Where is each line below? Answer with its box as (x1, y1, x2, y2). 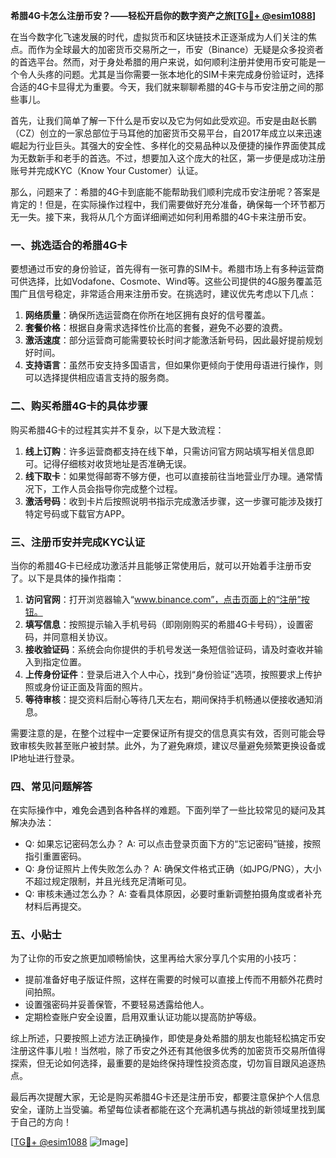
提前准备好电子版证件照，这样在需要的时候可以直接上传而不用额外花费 (24, 974, 315, 986)
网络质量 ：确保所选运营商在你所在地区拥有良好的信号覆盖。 (24, 309, 271, 321)
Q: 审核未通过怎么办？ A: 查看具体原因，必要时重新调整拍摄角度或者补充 (24, 888, 323, 900)
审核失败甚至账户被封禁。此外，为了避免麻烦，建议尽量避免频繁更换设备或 (18, 739, 326, 751)
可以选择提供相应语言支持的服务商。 (24, 372, 175, 384)
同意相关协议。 (51, 630, 113, 643)
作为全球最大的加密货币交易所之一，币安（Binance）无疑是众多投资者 (36, 44, 325, 55)
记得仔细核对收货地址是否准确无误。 (42, 457, 192, 469)
